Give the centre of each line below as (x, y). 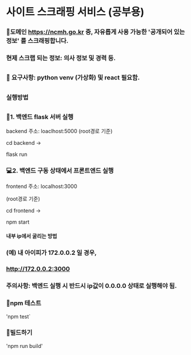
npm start (18, 222)
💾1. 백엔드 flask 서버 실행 (40, 117)
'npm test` (19, 316)
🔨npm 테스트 (24, 303)
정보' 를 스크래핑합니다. (37, 41)
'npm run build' (24, 346)
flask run (17, 154)
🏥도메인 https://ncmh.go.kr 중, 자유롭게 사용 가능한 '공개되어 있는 (95, 32)
